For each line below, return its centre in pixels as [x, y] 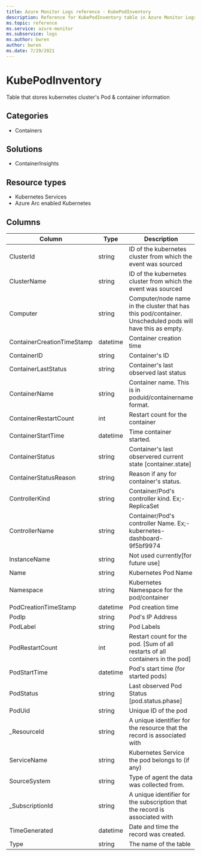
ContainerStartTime [37, 435]
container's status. [155, 481]
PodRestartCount [33, 647]
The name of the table [160, 844]
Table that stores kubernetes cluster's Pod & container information [88, 97]
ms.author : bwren [28, 40]
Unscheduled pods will [161, 321]
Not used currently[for [160, 555]
